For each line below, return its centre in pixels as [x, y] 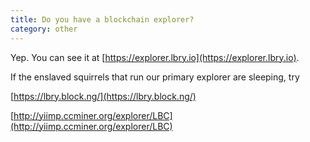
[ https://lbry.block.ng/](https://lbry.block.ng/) [103, 96]
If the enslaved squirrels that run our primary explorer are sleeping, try [155, 77]
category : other [44, 29]
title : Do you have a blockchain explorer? [102, 19]
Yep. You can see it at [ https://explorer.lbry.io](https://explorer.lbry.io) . [155, 57]
